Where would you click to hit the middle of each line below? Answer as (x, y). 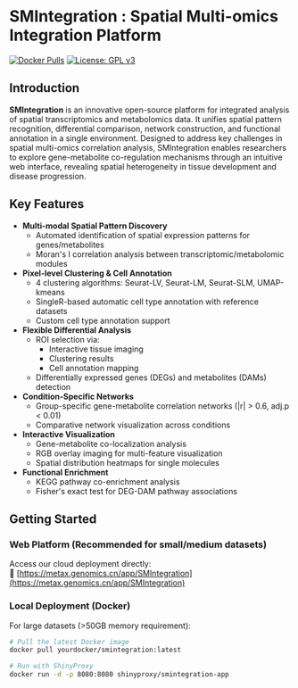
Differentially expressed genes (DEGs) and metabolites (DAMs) (151, 377)
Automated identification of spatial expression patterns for (143, 235)
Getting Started (53, 519)
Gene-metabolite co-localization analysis (111, 443)
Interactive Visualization (69, 434)
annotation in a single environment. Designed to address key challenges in (146, 138)
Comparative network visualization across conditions (133, 425)
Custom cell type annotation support (103, 320)
